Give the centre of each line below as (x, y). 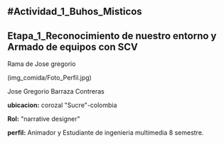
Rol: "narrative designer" (44, 119)
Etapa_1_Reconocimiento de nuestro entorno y (112, 36)
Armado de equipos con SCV (73, 46)
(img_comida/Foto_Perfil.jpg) (50, 78)
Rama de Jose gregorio (42, 64)
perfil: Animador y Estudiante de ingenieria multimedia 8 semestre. (106, 133)
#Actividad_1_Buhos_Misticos (75, 12)
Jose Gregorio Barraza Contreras (56, 92)
